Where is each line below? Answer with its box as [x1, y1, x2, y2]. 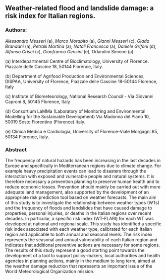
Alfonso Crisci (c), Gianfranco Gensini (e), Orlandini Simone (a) [5, 48, 134, 54]
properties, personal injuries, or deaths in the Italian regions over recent [5, 210, 152, 216]
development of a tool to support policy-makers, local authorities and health [5, 252, 160, 258]
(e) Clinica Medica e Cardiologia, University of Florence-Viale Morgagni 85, [5, 128, 159, 134]
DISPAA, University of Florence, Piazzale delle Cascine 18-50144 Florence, [5, 78, 158, 84]
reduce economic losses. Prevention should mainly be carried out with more [5, 184, 161, 189]
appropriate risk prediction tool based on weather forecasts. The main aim [5, 194, 157, 200]
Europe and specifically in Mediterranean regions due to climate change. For [5, 163, 162, 169]
